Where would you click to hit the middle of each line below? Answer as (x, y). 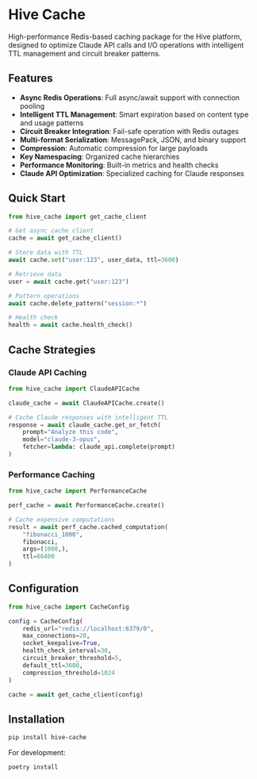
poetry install (33, 767)
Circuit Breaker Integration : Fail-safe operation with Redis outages (129, 131)
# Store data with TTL (46, 253)
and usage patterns (52, 123)
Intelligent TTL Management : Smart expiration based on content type (134, 114)
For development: (37, 753)
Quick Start (37, 199)
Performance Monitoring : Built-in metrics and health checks (119, 165)
